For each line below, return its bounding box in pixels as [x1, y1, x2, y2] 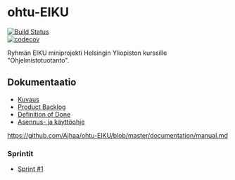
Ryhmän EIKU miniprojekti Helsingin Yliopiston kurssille [7, 49, 167, 57]
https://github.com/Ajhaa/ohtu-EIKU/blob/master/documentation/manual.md [7, 131, 229, 139]
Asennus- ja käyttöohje [17, 117, 85, 126]
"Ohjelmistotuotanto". [7, 56, 70, 64]
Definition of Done [17, 110, 71, 118]
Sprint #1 [17, 165, 44, 173]
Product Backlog [17, 103, 66, 111]
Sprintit [7, 148, 34, 158]
